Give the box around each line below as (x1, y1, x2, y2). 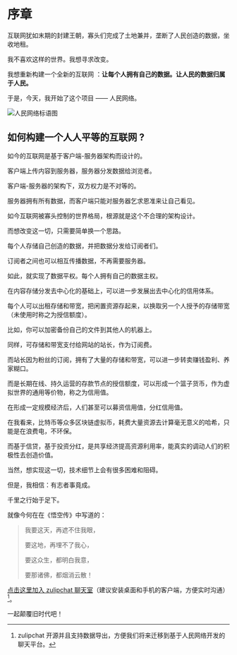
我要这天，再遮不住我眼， (24, 525, 99, 534)
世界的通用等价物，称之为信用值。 (13, 387, 113, 396)
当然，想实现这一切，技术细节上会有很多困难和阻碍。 (7, 465, 162, 474)
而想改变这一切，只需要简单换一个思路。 (7, 227, 125, 235)
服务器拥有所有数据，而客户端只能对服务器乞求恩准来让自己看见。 (7, 196, 199, 205)
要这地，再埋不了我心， (24, 541, 93, 549)
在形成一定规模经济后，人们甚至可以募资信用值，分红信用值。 (7, 403, 187, 411)
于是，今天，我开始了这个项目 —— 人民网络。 (7, 93, 141, 102)
